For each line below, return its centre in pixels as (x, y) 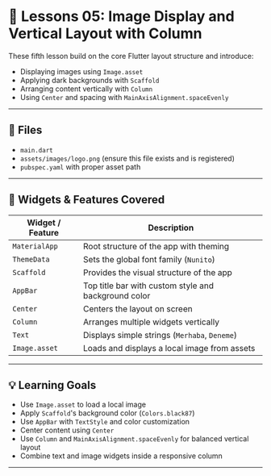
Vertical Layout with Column (106, 33)
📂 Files (25, 130)
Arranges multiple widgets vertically (152, 322)
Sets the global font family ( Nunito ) (149, 259)
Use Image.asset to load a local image (83, 405)
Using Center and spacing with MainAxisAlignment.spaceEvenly (124, 97)
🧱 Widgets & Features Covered (87, 200)
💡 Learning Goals (52, 385)
